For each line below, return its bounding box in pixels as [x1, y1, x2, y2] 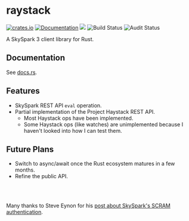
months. [14, 166, 36, 173]
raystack [6, 4, 51, 17]
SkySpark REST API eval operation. [14, 102, 103, 109]
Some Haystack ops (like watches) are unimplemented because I [23, 120, 184, 128]
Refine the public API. [14, 173, 69, 180]
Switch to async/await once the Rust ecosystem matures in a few [14, 160, 175, 167]
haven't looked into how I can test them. [23, 127, 122, 134]
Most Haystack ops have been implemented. [23, 114, 134, 122]
